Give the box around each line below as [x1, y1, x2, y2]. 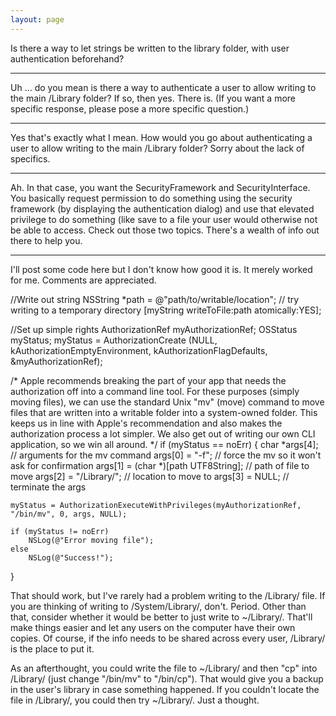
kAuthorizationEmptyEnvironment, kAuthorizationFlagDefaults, [10, 344, 268, 356]
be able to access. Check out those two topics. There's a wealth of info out [10, 224, 320, 236]
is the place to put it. [10, 642, 95, 655]
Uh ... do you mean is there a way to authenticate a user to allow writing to [10, 81, 317, 93]
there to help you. [10, 234, 83, 246]
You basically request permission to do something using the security [10, 192, 293, 204]
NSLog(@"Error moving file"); [28, 535, 155, 545]
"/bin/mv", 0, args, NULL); [10, 509, 128, 519]
